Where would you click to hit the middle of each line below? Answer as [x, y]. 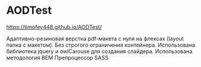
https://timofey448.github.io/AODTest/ [54, 27]
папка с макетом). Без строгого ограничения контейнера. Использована [101, 45]
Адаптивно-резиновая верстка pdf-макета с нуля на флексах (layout [95, 38]
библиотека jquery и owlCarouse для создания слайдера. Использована [99, 51]
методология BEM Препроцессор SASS [58, 57]
